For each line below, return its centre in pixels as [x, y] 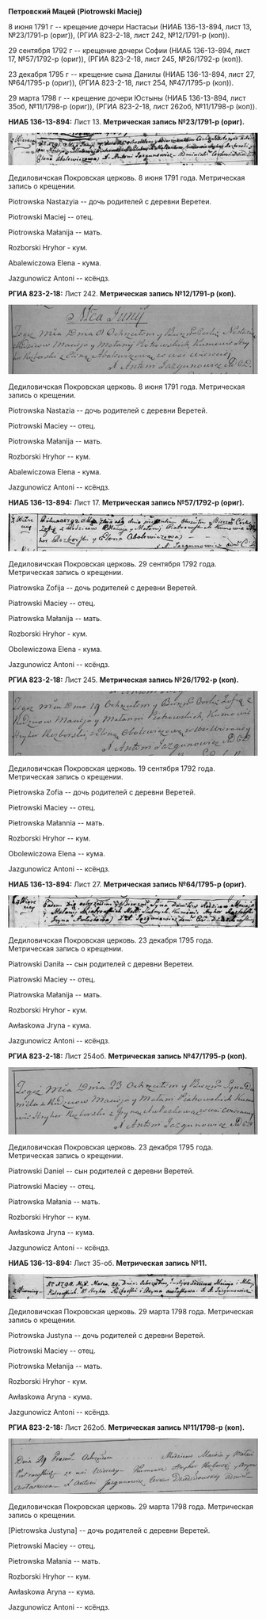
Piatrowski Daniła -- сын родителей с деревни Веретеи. [101, 964]
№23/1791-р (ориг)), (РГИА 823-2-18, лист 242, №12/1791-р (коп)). [119, 35]
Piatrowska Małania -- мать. [54, 1201]
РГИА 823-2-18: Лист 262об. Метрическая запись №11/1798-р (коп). [127, 1428]
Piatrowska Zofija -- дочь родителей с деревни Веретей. [103, 588]
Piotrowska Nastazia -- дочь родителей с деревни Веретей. [108, 410]
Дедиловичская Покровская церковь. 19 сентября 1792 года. [112, 768]
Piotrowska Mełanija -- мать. [55, 1367]
